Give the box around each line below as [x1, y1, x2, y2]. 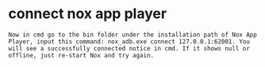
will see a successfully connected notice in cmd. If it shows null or [8, 44, 250, 52]
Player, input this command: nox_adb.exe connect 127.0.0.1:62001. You [8, 37, 250, 46]
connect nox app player [8, 5, 167, 23]
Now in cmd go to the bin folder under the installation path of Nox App [8, 31, 258, 39]
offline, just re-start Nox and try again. [8, 51, 155, 59]
